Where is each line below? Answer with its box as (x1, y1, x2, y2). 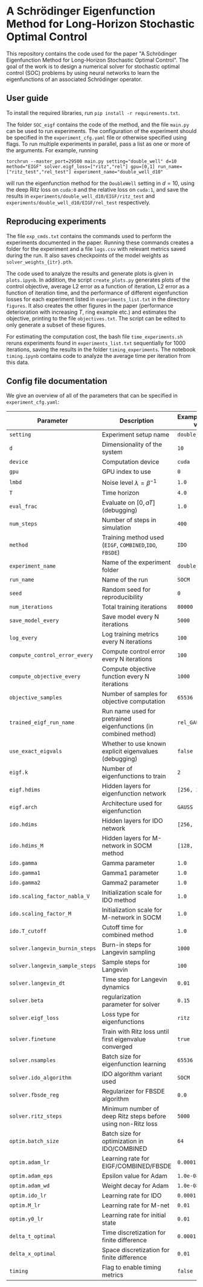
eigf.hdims (9, 786, 40, 793)
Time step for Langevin (101, 975, 167, 984)
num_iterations (9, 603, 53, 610)
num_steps (9, 520, 37, 527)
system (101, 448, 123, 456)
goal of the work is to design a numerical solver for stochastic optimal (6, 62, 180, 70)
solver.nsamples (9, 1057, 56, 1063)
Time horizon (101, 488, 140, 497)
